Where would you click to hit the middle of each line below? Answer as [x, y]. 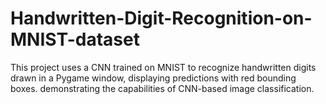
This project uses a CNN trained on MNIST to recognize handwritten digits [163, 67]
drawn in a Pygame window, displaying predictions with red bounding [153, 78]
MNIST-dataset [75, 39]
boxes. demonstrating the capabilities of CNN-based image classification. [162, 88]
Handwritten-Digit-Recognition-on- [161, 18]
